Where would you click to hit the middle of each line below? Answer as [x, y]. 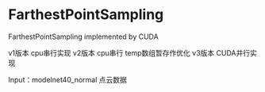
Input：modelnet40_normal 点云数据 [67, 79]
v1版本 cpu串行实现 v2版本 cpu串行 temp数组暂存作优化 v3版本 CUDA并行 [129, 52]
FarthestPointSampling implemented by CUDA [83, 36]
